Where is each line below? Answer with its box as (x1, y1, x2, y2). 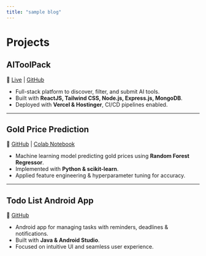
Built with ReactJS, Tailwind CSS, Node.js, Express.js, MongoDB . (15, 94, 183, 102)
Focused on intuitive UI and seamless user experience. (15, 243, 154, 250)
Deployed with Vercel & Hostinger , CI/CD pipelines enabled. (15, 100, 168, 108)
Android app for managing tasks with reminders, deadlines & (15, 224, 169, 231)
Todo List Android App (6, 195, 94, 206)
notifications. (15, 230, 49, 238)
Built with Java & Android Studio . (15, 236, 100, 244)
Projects (6, 35, 50, 49)
